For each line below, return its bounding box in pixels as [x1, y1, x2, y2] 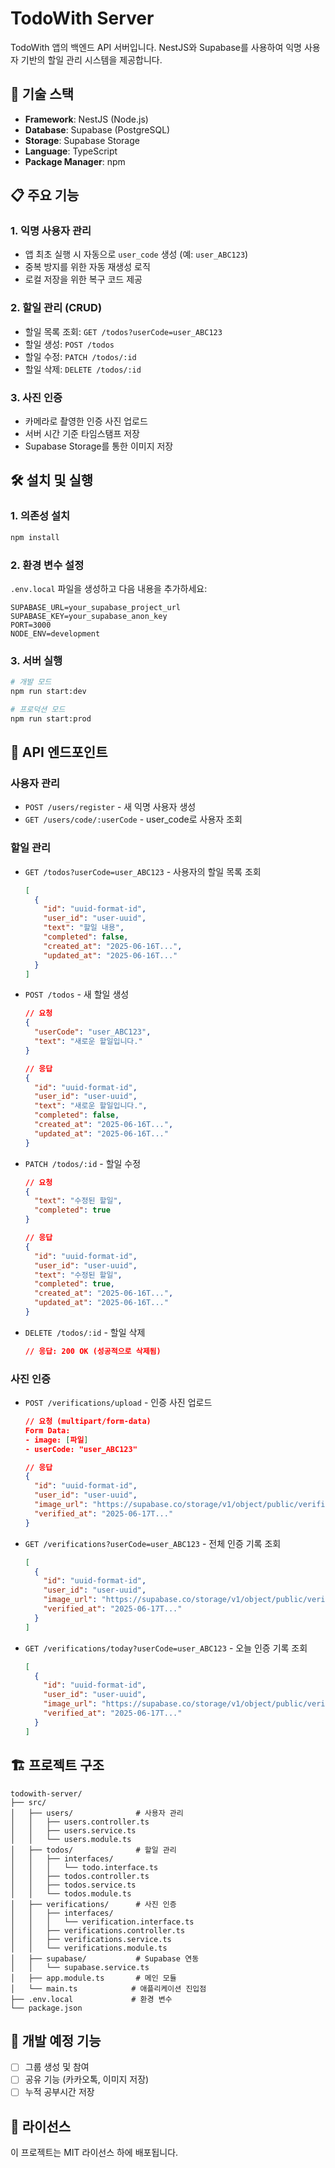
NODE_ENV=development [10, 628, 101, 639]
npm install [10, 532, 60, 542]
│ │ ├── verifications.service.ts [10, 1934, 172, 1944]
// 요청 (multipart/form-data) [24, 1417, 152, 1427]
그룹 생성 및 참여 [24, 2061, 90, 2073]
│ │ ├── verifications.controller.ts [10, 1925, 186, 1936]
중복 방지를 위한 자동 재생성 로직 [24, 261, 151, 273]
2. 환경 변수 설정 [10, 558, 85, 572]
